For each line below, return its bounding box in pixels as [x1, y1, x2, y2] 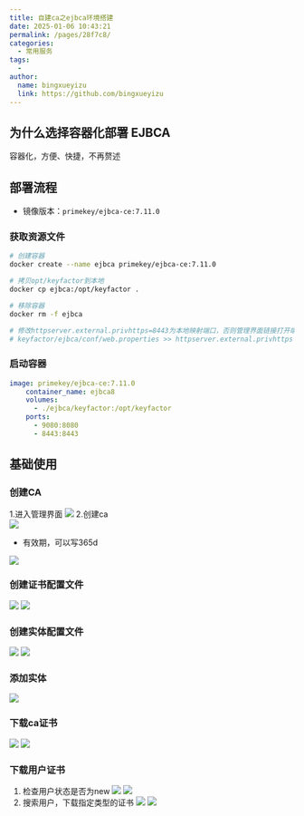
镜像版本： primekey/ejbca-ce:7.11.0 [22, 206, 160, 217]
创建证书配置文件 [9, 578, 84, 591]
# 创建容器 [9, 251, 45, 261]
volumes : [25, 395, 59, 404]
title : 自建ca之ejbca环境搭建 [9, 13, 114, 23]
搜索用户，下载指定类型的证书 [22, 797, 134, 808]
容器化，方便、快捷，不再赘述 [9, 151, 120, 161]
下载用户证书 [9, 763, 66, 776]
